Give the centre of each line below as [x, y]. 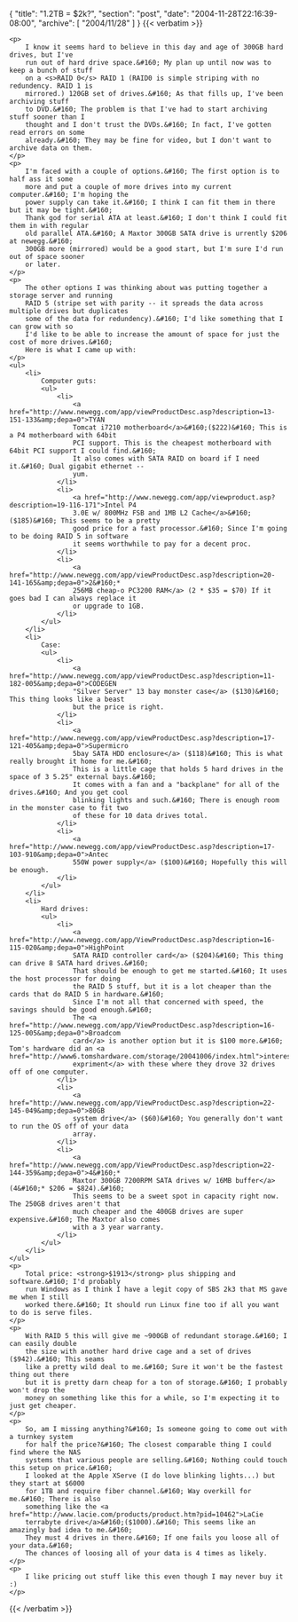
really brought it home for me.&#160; [81, 761]
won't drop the [37, 1390]
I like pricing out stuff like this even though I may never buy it [154, 1577]
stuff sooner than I [47, 117]
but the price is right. [118, 707]
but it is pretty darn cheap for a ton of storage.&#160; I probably [157, 1382]
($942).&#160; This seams [57, 1359]
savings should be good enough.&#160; [81, 1010]
